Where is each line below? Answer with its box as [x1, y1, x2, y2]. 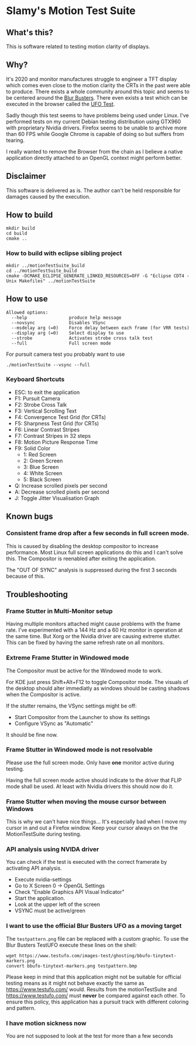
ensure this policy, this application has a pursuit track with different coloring [6, 998, 189, 1005]
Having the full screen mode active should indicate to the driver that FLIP [6, 777, 182, 784]
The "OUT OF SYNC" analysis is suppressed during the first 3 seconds [6, 566, 177, 573]
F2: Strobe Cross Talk [14, 401, 67, 408]
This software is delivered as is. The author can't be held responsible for [6, 186, 181, 194]
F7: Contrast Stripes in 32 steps [14, 432, 91, 439]
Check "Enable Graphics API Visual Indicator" [14, 889, 125, 896]
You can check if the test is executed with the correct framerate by [6, 859, 167, 866]
